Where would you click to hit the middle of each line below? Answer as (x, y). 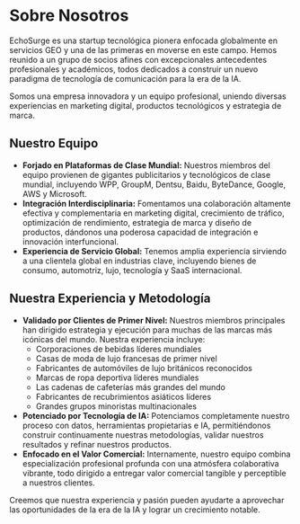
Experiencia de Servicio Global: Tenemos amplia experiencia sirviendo (154, 251)
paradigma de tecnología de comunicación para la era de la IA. (125, 78)
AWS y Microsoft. (54, 193)
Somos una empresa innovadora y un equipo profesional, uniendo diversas (148, 96)
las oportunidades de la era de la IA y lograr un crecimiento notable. (135, 510)
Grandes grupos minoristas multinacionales (116, 406)
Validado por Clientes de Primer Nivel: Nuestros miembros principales (154, 320)
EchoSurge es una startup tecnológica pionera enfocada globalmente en (144, 40)
